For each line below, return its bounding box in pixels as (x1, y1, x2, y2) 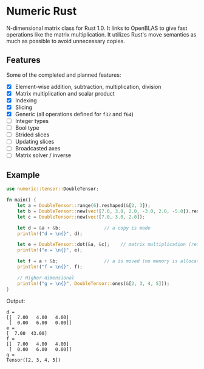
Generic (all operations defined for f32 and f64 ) (15, 111, 134, 118)
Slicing (15, 104, 32, 111)
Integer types (15, 118, 49, 125)
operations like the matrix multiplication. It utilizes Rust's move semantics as (6, 30, 197, 38)
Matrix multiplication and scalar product (15, 90, 115, 97)
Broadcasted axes (15, 145, 61, 152)
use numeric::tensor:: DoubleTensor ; (6, 186, 99, 192)
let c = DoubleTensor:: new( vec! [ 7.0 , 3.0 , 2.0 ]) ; (17, 214, 146, 220)
